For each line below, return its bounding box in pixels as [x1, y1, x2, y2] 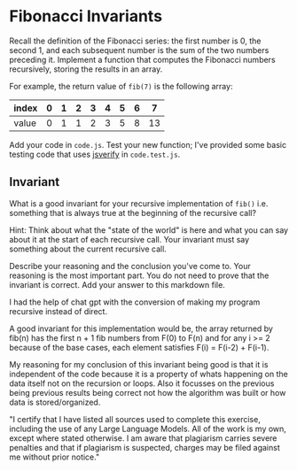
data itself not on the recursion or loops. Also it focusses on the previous [9, 378, 275, 389]
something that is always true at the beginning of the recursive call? [9, 207, 257, 218]
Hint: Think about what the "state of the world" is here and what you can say [9, 224, 289, 235]
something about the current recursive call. [9, 243, 167, 254]
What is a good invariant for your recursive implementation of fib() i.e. [9, 197, 269, 209]
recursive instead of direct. [9, 305, 108, 316]
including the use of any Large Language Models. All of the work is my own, [9, 423, 286, 434]
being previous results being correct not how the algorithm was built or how [9, 387, 286, 398]
